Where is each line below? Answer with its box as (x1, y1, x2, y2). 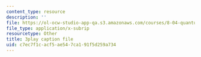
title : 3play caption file (6, 36, 74, 42)
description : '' (6, 14, 47, 20)
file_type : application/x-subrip (6, 25, 90, 31)
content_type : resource (6, 8, 66, 15)
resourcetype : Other (6, 31, 58, 37)
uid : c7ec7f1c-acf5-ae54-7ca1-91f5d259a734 (6, 42, 117, 48)
